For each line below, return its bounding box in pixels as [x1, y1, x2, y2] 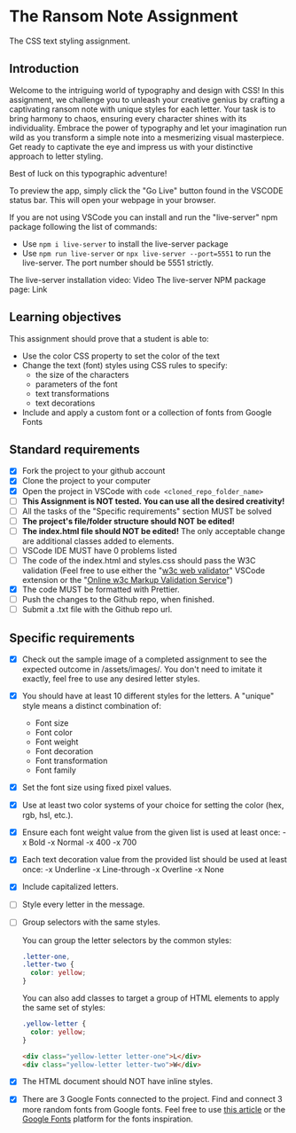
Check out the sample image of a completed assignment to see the [21, 654, 268, 665]
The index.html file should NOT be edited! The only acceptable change [21, 525, 285, 536]
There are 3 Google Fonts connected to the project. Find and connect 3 [21, 1094, 283, 1105]
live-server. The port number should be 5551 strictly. [21, 257, 214, 268]
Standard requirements [9, 442, 140, 457]
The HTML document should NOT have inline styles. [21, 1076, 214, 1087]
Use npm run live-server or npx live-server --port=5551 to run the [21, 248, 272, 258]
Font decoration [35, 746, 94, 757]
